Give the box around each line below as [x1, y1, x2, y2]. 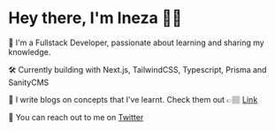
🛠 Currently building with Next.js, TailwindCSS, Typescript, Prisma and [8, 64, 267, 74]
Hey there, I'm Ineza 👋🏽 [8, 8, 183, 28]
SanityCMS [8, 77, 50, 88]
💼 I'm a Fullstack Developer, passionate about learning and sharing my [8, 37, 264, 48]
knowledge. [8, 46, 51, 57]
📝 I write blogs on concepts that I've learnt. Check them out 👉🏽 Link [8, 94, 258, 104]
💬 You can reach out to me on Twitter [8, 112, 144, 122]
